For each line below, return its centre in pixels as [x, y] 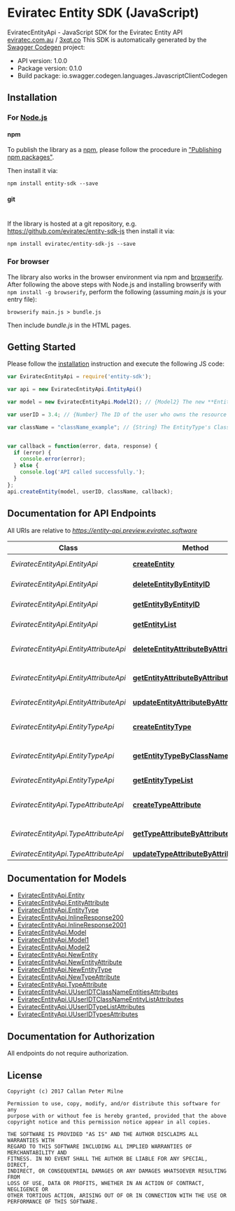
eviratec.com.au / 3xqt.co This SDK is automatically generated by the [107, 39]
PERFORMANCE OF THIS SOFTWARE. [53, 1202]
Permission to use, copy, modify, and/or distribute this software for [114, 1103]
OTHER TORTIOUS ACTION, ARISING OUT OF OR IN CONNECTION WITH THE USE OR [117, 1196]
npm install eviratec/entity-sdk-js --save [72, 244]
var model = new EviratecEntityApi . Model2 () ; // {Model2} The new [106, 402]
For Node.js [27, 118]
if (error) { [33, 452]
